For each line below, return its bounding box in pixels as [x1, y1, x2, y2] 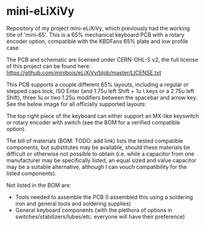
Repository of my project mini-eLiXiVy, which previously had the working [6, 24, 190, 32]
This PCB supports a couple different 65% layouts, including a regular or [6, 81, 189, 88]
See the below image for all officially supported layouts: [6, 100, 147, 108]
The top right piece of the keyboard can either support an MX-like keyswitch [6, 112, 199, 119]
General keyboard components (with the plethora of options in [15, 206, 173, 214]
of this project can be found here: [6, 62, 91, 70]
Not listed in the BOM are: [6, 181, 72, 189]
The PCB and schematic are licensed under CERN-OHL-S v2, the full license [6, 56, 199, 63]
